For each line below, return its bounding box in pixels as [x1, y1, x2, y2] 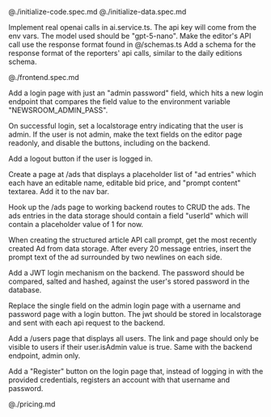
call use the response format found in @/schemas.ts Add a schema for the [8, 40, 256, 49]
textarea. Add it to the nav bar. [8, 187, 110, 196]
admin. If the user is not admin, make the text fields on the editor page [8, 129, 243, 139]
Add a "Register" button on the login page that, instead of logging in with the [8, 367, 264, 376]
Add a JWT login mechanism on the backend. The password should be [8, 268, 245, 277]
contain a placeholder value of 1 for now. [8, 220, 144, 229]
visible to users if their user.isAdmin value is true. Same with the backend [8, 343, 252, 352]
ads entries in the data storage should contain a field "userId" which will [8, 211, 248, 221]
